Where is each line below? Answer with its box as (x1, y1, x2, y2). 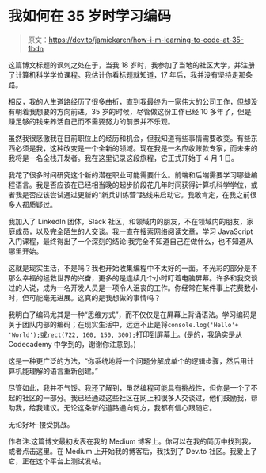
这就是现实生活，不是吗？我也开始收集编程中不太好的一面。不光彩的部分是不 (8, 263, 258, 273)
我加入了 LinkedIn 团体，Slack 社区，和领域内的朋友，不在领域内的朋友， (8, 216, 247, 226)
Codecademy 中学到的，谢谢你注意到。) (8, 339, 137, 349)
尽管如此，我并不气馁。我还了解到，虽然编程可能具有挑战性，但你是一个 (8, 383, 244, 392)
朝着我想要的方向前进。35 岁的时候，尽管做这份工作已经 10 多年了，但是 (14, 106, 252, 116)
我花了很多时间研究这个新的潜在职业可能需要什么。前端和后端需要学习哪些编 (8, 170, 258, 179)
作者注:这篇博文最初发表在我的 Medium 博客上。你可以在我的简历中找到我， (8, 437, 256, 446)
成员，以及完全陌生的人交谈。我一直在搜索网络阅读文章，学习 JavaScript (14, 227, 253, 236)
